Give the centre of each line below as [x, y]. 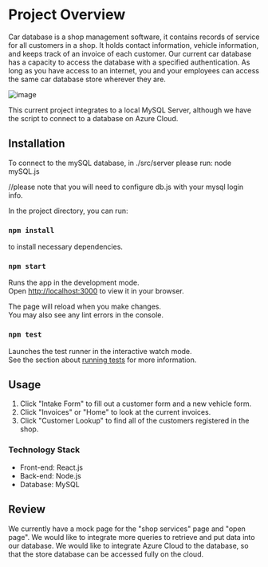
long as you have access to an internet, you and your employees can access [134, 70]
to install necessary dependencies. [66, 247]
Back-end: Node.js [50, 475]
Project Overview [67, 15]
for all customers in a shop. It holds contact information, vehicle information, [134, 45]
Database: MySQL [49, 484]
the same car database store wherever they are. [87, 79]
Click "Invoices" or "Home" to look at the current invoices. [115, 412]
